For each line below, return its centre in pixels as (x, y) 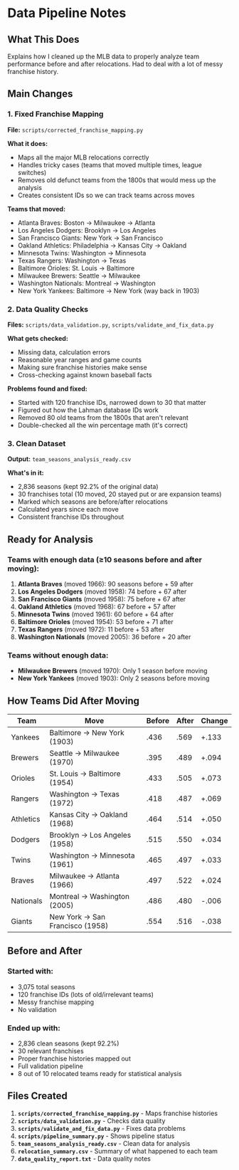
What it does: (28, 143)
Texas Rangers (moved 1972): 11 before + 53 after (91, 629)
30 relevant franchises (51, 1051)
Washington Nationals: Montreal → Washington (87, 283)
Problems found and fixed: (47, 389)
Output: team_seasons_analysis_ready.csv (69, 459)
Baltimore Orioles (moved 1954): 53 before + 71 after (96, 621)
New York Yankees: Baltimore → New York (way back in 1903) (108, 290)
